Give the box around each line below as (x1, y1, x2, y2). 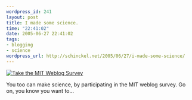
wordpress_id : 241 (6, 8, 52, 15)
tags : (6, 36, 20, 42)
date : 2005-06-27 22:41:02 (6, 31, 73, 37)
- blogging (6, 42, 33, 48)
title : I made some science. (6, 20, 79, 26)
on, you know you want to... (6, 87, 75, 94)
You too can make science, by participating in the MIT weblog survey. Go (6, 81, 186, 88)
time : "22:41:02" (6, 25, 49, 32)
